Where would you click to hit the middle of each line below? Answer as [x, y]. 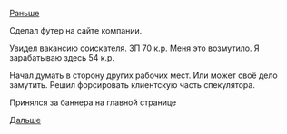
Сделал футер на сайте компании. [76, 30]
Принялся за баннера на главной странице [93, 102]
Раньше [25, 13]
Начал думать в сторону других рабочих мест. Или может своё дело [144, 75]
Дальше [25, 120]
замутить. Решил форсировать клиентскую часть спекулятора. [133, 85]
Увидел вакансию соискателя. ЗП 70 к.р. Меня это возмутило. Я [135, 48]
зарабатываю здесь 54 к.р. [62, 57]
